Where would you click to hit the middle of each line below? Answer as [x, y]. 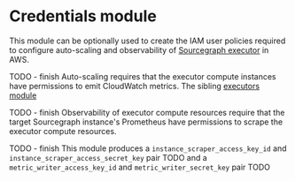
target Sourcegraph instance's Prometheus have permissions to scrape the [146, 122]
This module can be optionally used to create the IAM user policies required [147, 41]
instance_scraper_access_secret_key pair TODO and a [109, 157]
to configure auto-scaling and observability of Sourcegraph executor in [139, 49]
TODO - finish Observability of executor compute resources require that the [147, 112]
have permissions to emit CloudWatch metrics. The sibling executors [134, 86]
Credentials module [83, 16]
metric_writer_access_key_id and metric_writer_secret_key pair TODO [140, 167]
